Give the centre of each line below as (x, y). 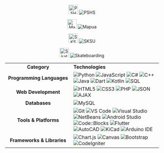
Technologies (90, 67)
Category (38, 67)
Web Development (38, 92)
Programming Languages (38, 78)
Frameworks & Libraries (38, 140)
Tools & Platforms (38, 120)
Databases (38, 103)
